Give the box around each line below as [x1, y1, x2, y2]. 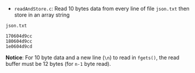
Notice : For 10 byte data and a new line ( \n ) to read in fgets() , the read [5, 54, 180, 61]
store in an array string [14, 11, 70, 18]
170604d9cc [5, 33, 33, 39]
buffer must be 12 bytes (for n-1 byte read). [5, 61, 111, 67]
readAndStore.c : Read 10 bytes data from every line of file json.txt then [14, 5, 190, 12]
